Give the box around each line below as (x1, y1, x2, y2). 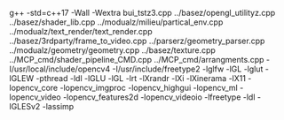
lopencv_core (9, 83, 59, 93)
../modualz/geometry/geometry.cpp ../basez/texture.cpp (9, 45, 216, 56)
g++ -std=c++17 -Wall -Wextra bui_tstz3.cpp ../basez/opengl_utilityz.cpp (9, 8, 276, 18)
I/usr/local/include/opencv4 (9, 64, 111, 74)
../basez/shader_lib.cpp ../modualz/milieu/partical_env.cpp (9, 17, 224, 27)
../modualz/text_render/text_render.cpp (9, 26, 153, 36)
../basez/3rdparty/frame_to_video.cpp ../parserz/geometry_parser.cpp (9, 35, 265, 46)
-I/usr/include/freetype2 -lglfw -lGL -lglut (112, 64, 264, 74)
